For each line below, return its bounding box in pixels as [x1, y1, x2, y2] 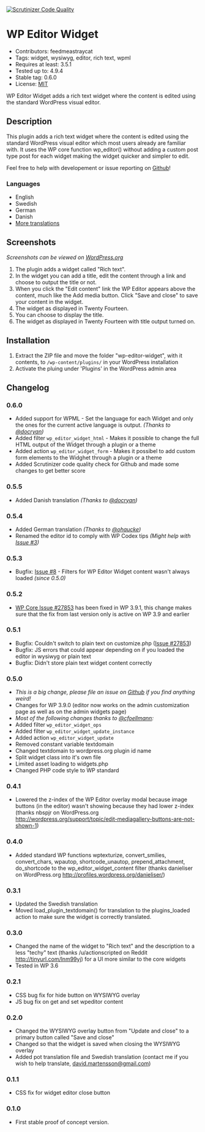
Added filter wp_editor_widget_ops [15, 721, 102, 729]
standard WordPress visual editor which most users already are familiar [6, 139, 187, 147]
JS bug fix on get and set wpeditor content [15, 998, 124, 1005]
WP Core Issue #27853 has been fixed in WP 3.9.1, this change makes [15, 603, 192, 611]
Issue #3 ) [15, 538, 40, 546]
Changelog [6, 382, 50, 393]
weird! [15, 695, 32, 702]
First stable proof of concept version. [15, 1118, 110, 1126]
